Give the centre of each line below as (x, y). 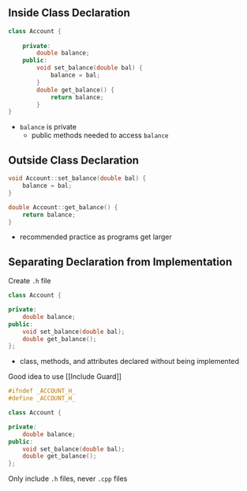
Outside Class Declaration (74, 160)
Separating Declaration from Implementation (120, 262)
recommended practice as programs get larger (95, 237)
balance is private (48, 127)
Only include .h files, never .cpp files (68, 479)
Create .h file (30, 281)
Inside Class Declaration (69, 13)
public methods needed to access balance (100, 135)
